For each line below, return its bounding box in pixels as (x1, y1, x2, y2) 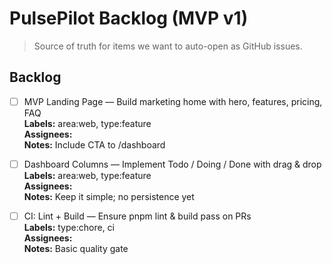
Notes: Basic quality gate (23, 242, 129, 254)
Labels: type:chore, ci (23, 221, 115, 233)
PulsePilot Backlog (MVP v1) (9, 7, 249, 30)
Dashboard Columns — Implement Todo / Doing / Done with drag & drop (23, 158, 322, 170)
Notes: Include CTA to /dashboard (23, 138, 166, 151)
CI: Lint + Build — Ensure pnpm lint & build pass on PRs (23, 210, 252, 222)
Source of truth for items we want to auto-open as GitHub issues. (33, 40, 303, 52)
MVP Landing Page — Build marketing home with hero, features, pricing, (23, 95, 323, 107)
